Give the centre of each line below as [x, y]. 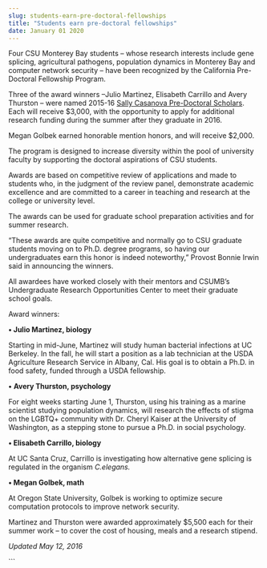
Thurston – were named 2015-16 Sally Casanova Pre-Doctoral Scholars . [126, 103]
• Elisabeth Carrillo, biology [55, 443]
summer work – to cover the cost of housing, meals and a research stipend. [133, 531]
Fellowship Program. [72, 79]
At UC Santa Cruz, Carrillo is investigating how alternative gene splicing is [130, 459]
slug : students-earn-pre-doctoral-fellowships [87, 16]
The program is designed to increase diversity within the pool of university [131, 151]
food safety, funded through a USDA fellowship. [87, 371]
